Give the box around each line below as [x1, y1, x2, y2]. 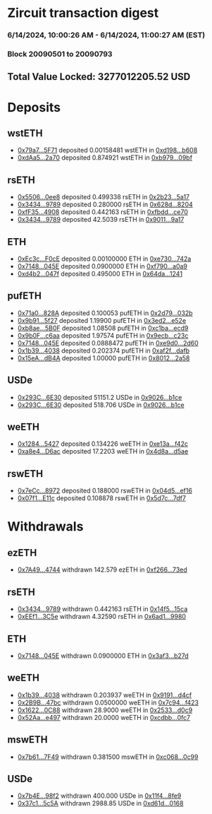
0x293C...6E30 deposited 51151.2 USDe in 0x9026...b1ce [17, 393, 182, 401]
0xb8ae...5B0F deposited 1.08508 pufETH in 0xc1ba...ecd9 [17, 324, 189, 332]
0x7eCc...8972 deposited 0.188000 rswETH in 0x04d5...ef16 [17, 486, 192, 495]
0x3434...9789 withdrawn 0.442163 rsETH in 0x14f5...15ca [17, 605, 188, 613]
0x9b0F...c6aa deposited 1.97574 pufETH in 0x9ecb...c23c [17, 331, 189, 340]
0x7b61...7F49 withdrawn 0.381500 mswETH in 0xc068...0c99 [17, 753, 199, 761]
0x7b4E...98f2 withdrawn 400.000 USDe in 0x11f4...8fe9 [17, 791, 182, 800]
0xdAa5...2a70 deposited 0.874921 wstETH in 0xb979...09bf [17, 153, 192, 162]
